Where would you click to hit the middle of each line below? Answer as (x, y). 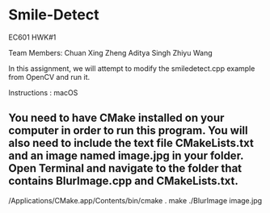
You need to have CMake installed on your (116, 118)
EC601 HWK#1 (32, 37)
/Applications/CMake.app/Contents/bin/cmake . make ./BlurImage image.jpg (135, 200)
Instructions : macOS (43, 92)
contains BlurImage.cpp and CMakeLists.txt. (123, 181)
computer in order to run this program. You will (128, 131)
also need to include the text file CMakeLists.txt (131, 143)
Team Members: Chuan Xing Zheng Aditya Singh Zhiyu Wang (110, 52)
